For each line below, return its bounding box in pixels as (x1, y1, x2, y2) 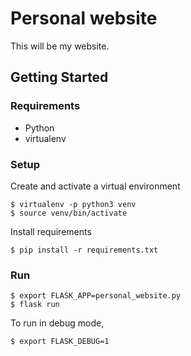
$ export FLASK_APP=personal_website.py (10, 291, 182, 301)
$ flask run (10, 300, 60, 310)
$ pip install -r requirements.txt (10, 245, 159, 255)
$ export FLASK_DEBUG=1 (10, 337, 110, 347)
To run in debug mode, (10, 317, 105, 329)
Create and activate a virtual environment (10, 180, 181, 192)
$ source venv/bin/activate (10, 208, 128, 218)
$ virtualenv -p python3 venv (10, 199, 137, 209)
